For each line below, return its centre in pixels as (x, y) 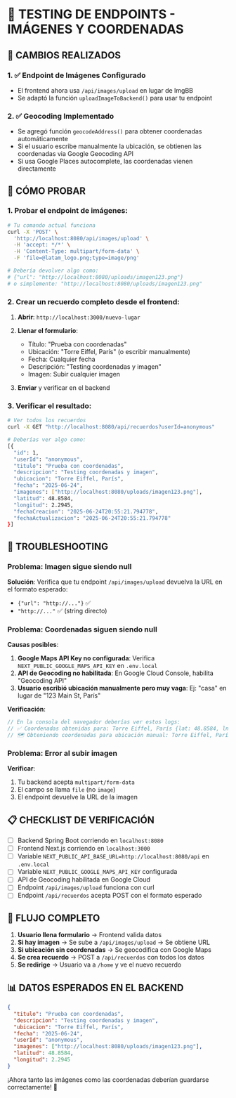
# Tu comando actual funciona (52, 225)
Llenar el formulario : (48, 331)
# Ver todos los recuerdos (47, 421)
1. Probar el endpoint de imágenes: (67, 211)
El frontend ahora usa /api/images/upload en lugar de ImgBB (105, 90)
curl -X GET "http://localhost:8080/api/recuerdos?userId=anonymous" (111, 427)
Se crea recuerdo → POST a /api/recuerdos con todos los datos (111, 958)
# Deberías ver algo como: (47, 440)
